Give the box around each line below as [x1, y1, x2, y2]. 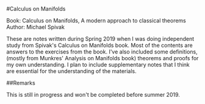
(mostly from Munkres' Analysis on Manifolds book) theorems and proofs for [6, 55, 199, 61]
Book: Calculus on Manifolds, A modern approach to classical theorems [6, 17, 186, 24]
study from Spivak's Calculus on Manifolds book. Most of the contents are [6, 42, 193, 49]
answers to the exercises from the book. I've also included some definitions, [6, 48, 198, 55]
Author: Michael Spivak [6, 24, 65, 30]
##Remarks [6, 79, 35, 86]
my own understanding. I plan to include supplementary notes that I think [6, 61, 190, 68]
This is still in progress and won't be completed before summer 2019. [6, 91, 180, 98]
